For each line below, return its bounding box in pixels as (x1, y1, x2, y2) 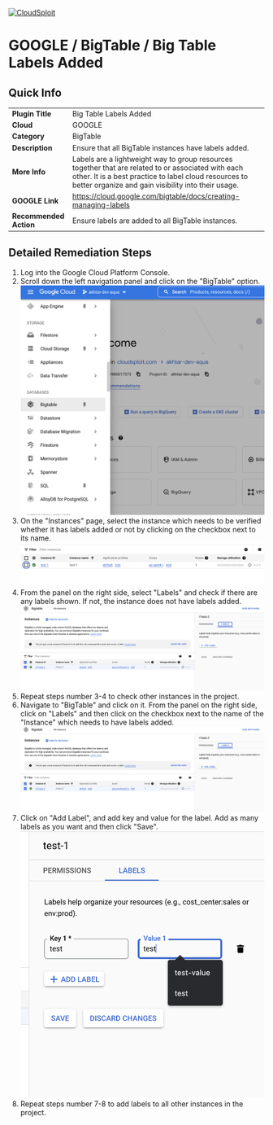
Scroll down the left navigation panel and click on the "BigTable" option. (19, 276, 261, 286)
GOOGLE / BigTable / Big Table (8, 37, 217, 55)
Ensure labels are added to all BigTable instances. (71, 216, 238, 225)
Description (11, 142, 53, 152)
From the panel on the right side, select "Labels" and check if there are (19, 587, 258, 598)
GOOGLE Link (11, 195, 59, 205)
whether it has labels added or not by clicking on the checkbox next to (19, 524, 256, 534)
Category (11, 131, 45, 142)
